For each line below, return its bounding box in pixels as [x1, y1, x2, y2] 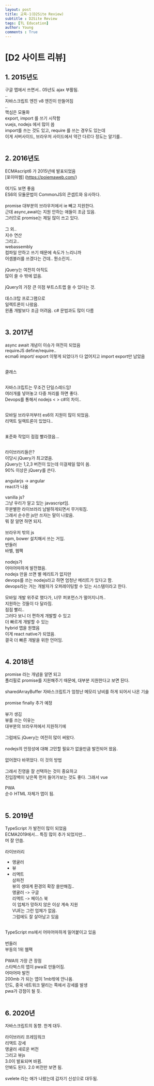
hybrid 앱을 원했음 [5, 625, 40, 631]
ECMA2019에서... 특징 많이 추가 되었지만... [5, 831, 86, 837]
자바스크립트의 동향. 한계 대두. [5, 1023, 62, 1029]
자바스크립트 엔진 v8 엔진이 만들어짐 [5, 98, 74, 103]
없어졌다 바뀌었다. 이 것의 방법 [5, 757, 62, 763]
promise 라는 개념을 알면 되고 [5, 672, 62, 677]
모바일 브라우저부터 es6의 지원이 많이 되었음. [5, 412, 90, 418]
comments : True [5, 30, 38, 34]
